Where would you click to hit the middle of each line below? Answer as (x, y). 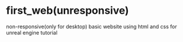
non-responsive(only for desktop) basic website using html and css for (91, 26)
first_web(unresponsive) (67, 11)
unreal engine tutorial (32, 32)
